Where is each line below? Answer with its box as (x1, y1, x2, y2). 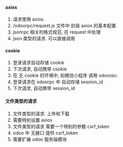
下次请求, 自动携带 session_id (12, 85, 75, 91)
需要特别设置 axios (12, 117, 53, 123)
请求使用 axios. (12, 16, 45, 23)
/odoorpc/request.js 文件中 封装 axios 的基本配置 (12, 23, 116, 29)
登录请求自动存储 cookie (12, 60, 65, 66)
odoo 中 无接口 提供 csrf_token (12, 130, 78, 136)
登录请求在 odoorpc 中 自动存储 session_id (12, 79, 104, 85)
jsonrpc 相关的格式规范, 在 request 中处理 (12, 29, 101, 35)
